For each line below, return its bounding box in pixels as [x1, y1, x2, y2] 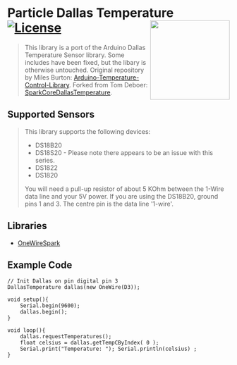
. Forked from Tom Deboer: [69, 80, 148, 89]
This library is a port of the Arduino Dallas [24, 43, 146, 51]
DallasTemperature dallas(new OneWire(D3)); [7, 284, 140, 291]
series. [35, 156, 55, 164]
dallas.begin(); [20, 309, 68, 316]
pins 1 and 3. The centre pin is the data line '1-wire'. [24, 199, 174, 208]
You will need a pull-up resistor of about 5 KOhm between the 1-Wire [24, 185, 224, 193]
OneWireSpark [17, 238, 61, 247]
